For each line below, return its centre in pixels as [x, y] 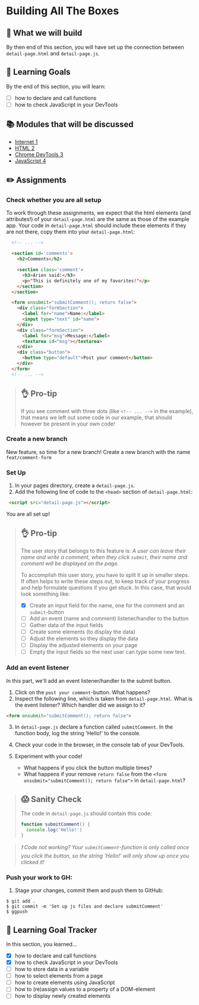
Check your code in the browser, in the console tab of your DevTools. [99, 745]
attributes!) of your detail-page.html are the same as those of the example [98, 219]
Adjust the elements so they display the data [84, 639]
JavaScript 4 [30, 160]
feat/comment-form [29, 458]
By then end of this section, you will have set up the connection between [95, 47]
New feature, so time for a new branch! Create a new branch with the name [98, 452]
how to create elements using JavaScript [65, 982]
